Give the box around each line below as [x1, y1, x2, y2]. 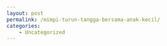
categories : [6, 22, 41, 29]
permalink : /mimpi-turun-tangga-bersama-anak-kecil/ [6, 16, 161, 23]
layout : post [6, 9, 44, 17]
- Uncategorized [19, 28, 66, 36]
